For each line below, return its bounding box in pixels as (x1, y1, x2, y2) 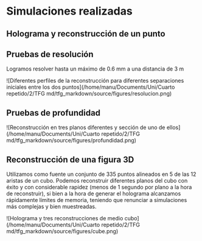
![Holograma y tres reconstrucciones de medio (6, 215, 124, 222)
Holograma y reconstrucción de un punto (6, 29, 165, 39)
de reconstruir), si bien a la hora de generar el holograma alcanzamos (6, 190, 181, 197)
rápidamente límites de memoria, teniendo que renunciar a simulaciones (6, 197, 187, 204)
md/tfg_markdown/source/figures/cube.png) (6, 228, 119, 235)
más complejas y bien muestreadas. (6, 203, 97, 211)
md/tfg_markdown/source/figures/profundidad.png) (6, 137, 137, 144)
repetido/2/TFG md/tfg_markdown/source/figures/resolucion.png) (6, 90, 172, 97)
